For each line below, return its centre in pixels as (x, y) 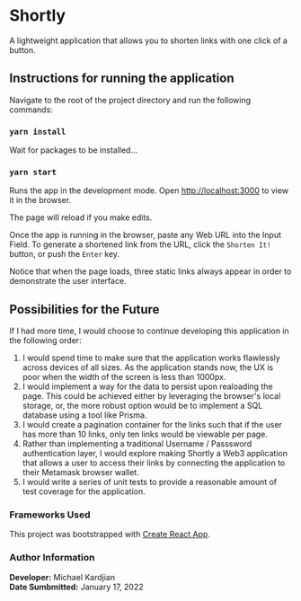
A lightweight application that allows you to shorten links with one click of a (148, 40)
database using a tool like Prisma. (84, 415)
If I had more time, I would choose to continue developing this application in (149, 331)
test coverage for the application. (84, 491)
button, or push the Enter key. (64, 254)
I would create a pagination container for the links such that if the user (152, 425)
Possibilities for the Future (84, 309)
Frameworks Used (50, 515)
